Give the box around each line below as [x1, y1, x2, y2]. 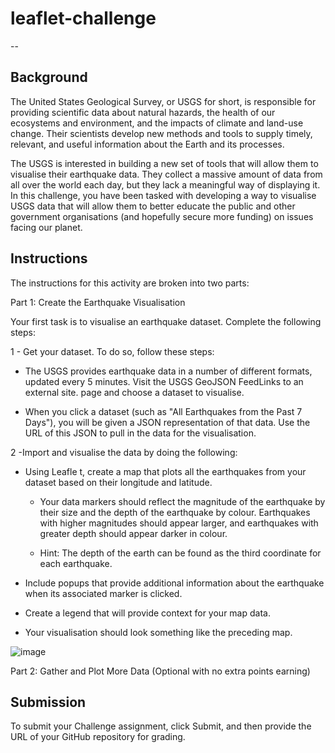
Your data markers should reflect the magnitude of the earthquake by [39, 495, 326, 507]
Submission [10, 693, 87, 711]
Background [10, 69, 88, 86]
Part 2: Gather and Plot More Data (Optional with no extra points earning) [10, 665, 311, 677]
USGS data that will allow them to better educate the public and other [10, 200, 296, 212]
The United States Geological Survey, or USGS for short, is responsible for [10, 95, 317, 107]
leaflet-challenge [10, 7, 157, 30]
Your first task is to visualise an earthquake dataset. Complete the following [10, 315, 322, 327]
